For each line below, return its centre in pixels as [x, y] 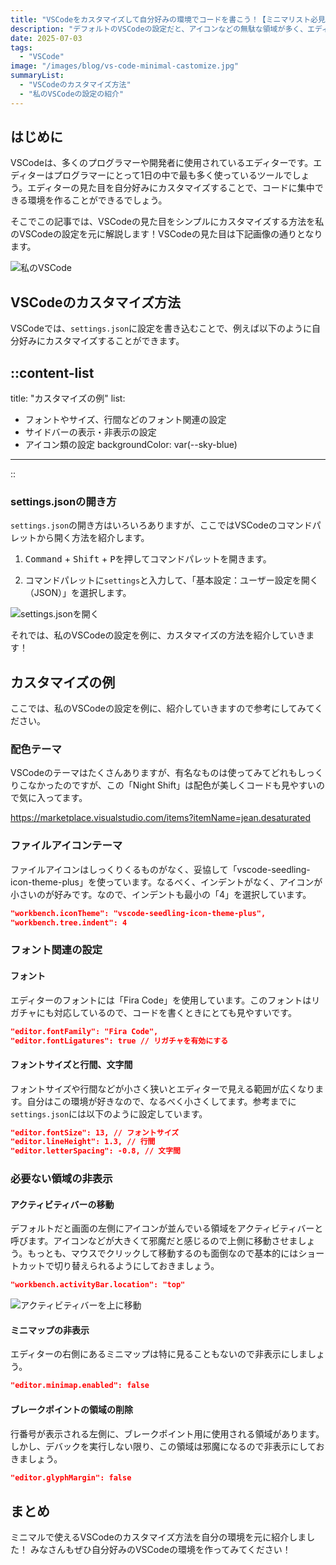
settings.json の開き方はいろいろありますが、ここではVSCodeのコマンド [161, 525]
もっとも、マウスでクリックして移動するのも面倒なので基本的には [163, 1253]
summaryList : [37, 76]
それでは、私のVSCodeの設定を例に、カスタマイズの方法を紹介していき [158, 635]
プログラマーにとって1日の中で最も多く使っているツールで [173, 175]
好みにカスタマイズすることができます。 [101, 341]
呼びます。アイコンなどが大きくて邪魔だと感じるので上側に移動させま [154, 1241]
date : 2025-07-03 [46, 38]
